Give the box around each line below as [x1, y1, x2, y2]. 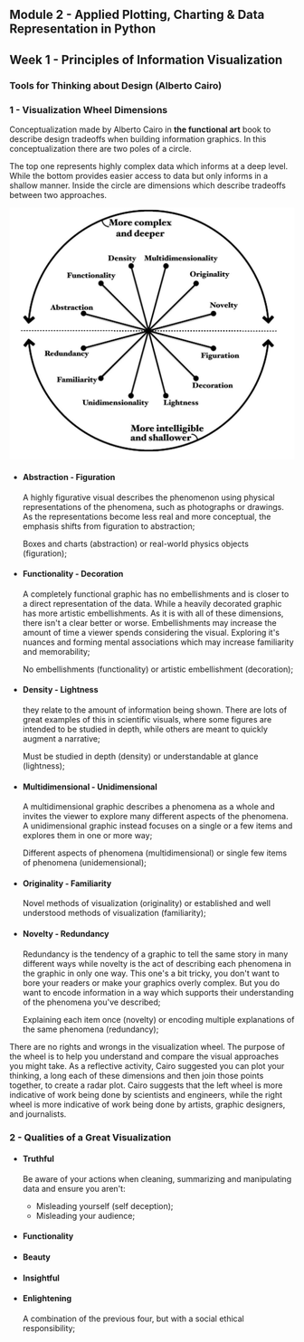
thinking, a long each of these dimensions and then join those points [9, 1070, 264, 1081]
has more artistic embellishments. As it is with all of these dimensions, [22, 608, 284, 619]
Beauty [22, 1252, 52, 1262]
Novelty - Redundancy [22, 929, 110, 940]
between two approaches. [9, 190, 107, 200]
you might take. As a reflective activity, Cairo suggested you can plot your [9, 1060, 285, 1071]
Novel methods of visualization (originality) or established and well [22, 898, 271, 909]
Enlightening [22, 1293, 72, 1304]
